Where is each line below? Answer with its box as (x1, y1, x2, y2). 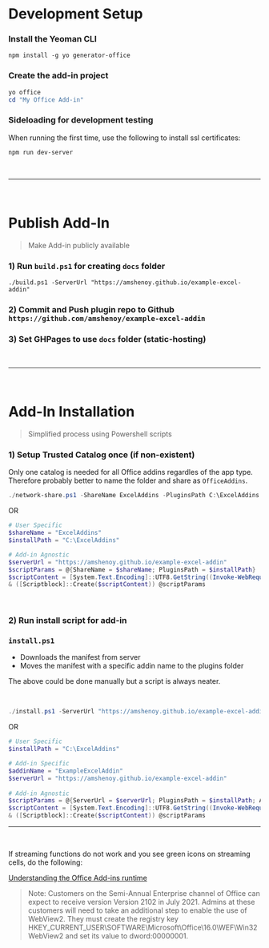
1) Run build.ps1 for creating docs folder (8, 260, 166, 271)
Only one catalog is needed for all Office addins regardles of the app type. (8, 468, 254, 477)
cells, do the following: (8, 858, 82, 867)
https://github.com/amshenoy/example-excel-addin (8, 314, 206, 323)
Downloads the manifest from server (19, 653, 141, 662)
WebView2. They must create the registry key (27, 914, 179, 924)
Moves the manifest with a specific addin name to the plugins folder (19, 661, 244, 671)
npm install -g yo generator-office (8, 51, 130, 60)
